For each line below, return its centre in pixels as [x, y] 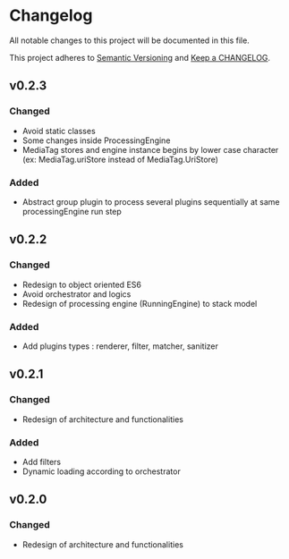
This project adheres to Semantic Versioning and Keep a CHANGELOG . [140, 57]
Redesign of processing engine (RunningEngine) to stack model [140, 303]
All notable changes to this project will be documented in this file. [130, 40]
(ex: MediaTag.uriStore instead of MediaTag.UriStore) [120, 159]
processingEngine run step [72, 211]
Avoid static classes [59, 131]
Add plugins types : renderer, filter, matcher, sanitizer [120, 346]
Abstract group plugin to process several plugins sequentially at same [151, 201]
